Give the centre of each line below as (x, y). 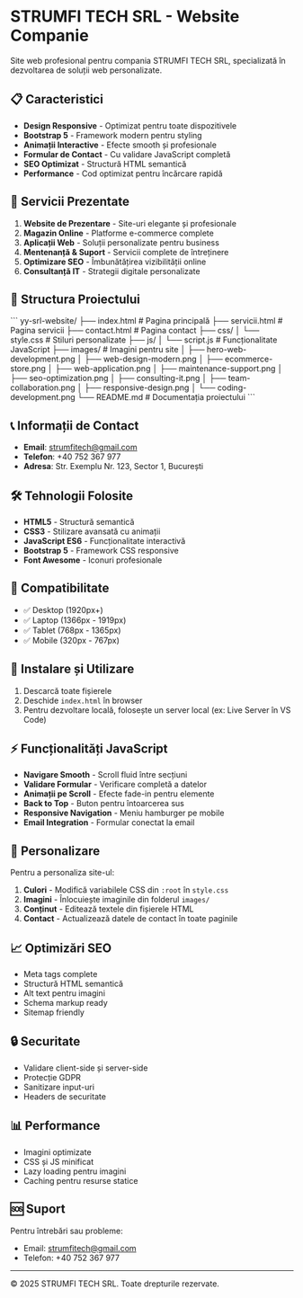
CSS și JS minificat (58, 1161)
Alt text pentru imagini (64, 993)
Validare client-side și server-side (85, 1068)
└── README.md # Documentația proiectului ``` (166, 397)
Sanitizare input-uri (59, 1087)
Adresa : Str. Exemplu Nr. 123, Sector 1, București (113, 467)
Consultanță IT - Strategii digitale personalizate (111, 271)
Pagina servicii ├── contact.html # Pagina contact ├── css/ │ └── (135, 331)
